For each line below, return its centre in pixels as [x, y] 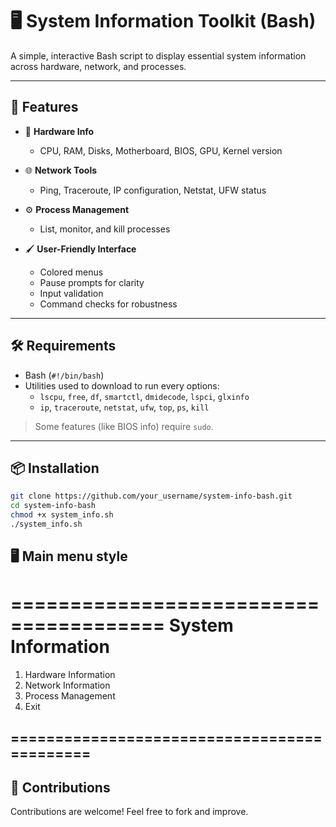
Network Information [67, 685]
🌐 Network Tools [61, 170]
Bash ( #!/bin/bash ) [64, 375]
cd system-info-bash [53, 506]
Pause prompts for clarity [92, 282]
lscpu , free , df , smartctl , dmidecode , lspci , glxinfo [144, 396]
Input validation [71, 293]
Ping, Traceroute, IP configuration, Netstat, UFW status [153, 190]
